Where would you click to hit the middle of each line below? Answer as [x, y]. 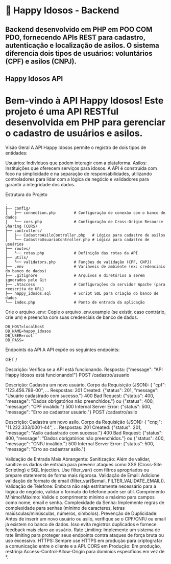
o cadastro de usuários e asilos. [74, 133]
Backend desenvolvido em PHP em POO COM [79, 29]
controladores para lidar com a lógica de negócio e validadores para [77, 179]
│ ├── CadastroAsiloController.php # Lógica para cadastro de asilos [86, 235]
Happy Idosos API [34, 79]
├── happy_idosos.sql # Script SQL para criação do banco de [82, 293]
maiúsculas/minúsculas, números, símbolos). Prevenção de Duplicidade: [81, 513]
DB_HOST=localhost [25, 327]
